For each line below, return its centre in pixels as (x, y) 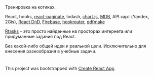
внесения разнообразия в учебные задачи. (51, 51)
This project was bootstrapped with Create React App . (60, 69)
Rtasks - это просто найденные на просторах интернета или (69, 31)
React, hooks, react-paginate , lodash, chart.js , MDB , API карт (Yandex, (77, 16)
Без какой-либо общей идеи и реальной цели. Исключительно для (76, 46)
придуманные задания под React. (40, 37)
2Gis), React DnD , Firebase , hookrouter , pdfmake (55, 22)
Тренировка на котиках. (30, 7)
